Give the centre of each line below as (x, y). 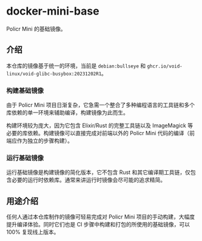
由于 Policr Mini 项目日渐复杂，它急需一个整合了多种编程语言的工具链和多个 (101, 105)
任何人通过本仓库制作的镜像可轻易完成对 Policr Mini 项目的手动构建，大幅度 (101, 217)
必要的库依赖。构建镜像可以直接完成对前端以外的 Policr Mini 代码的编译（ (98, 133)
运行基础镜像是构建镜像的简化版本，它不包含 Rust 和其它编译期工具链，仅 (99, 172)
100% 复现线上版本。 (33, 232)
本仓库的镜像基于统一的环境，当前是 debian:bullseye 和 (76, 66)
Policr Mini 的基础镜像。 (36, 29)
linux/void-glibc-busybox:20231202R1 (54, 74)
